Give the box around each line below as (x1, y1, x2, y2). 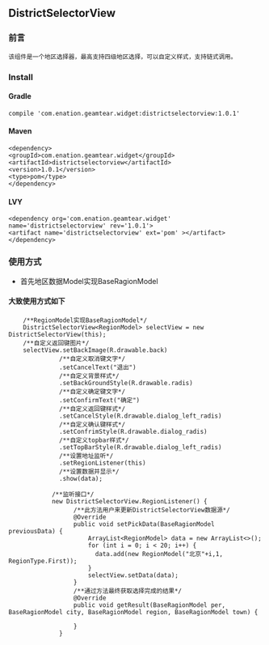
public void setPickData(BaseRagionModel (73, 520, 216, 528)
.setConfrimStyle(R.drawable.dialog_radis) (59, 427, 208, 435)
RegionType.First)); (8, 557, 78, 565)
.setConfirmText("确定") (59, 396, 141, 404)
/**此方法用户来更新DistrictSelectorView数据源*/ (73, 506, 230, 514)
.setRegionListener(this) (59, 459, 147, 467)
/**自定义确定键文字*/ (59, 388, 126, 396)
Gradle (8, 91, 32, 101)
